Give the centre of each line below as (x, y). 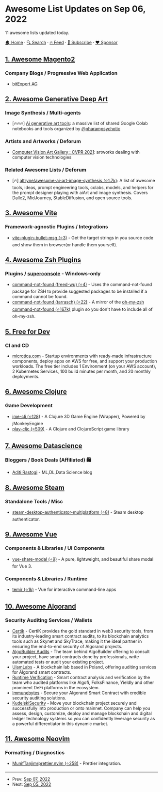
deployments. (26, 376)
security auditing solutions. (39, 698)
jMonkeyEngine (27, 423)
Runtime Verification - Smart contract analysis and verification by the (81, 677)
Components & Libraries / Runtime (46, 579)
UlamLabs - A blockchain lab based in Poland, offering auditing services (84, 667)
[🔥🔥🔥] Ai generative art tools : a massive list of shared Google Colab (80, 123)
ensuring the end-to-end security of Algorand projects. (67, 646)
